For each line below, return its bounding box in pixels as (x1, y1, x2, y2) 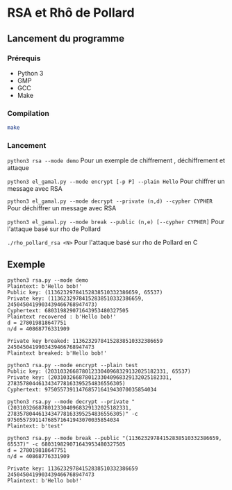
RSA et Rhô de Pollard (7, 5, 135, 21)
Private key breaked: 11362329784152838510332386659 (7, 338, 163, 345)
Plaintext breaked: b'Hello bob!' (7, 350, 108, 357)
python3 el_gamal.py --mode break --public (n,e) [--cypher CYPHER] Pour (7, 217, 225, 226)
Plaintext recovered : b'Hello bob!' (7, 314, 117, 321)
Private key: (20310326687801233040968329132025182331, (7, 374, 172, 381)
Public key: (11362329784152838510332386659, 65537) (7, 289, 163, 296)
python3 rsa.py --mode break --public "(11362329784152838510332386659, (7, 435, 222, 442)
